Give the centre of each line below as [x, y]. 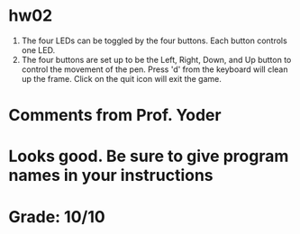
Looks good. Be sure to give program [149, 156]
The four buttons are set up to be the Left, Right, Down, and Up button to [156, 59]
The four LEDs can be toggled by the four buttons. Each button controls [154, 40]
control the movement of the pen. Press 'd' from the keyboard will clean [155, 69]
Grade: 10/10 [57, 216]
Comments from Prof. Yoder [115, 116]
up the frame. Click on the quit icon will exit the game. [122, 78]
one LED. [38, 49]
